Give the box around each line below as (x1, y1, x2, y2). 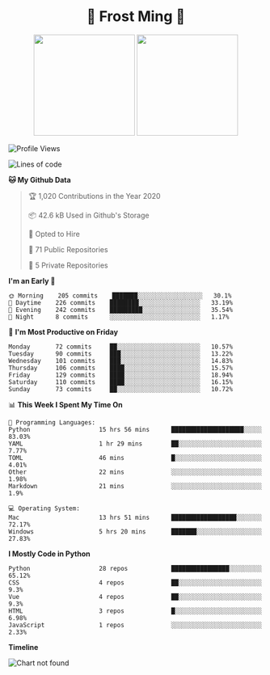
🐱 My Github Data (8, 175, 71, 184)
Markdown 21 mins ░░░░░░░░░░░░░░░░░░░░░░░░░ (8, 482, 263, 490)
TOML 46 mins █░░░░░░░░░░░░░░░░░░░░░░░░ (8, 454, 263, 462)
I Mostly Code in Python (8, 549, 91, 559)
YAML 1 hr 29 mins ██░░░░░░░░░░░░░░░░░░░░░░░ (8, 440, 263, 448)
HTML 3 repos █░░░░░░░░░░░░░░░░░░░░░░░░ (8, 606, 263, 615)
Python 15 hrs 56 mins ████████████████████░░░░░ (8, 425, 263, 433)
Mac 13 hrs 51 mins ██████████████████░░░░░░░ (8, 513, 263, 521)
